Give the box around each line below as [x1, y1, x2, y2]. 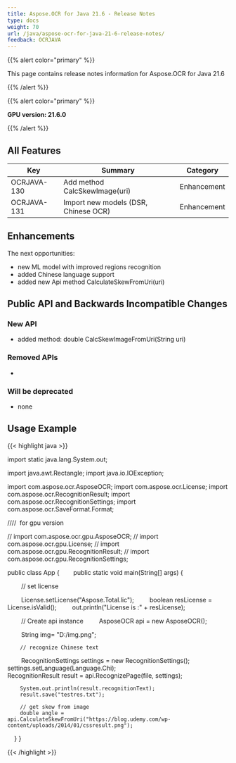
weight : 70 [7, 23, 39, 30]
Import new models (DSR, [63, 197, 148, 207]
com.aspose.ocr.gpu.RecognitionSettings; [7, 554, 129, 563]
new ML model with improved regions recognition [17, 262, 162, 271]
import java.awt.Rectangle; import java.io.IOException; [7, 469, 164, 477]
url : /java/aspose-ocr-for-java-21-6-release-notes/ [7, 30, 165, 37]
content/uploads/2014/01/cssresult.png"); [7, 721, 133, 729]
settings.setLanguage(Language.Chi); [7, 664, 117, 672]
